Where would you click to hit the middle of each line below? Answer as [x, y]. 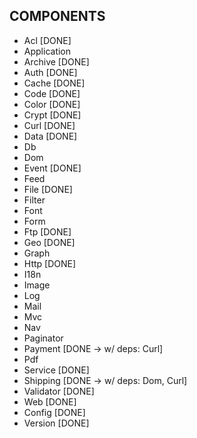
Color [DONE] [52, 104]
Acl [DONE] [47, 40]
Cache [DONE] [54, 83]
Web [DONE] [50, 401]
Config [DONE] [54, 412]
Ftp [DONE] [47, 231]
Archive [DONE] [56, 61]
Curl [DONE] [49, 125]
